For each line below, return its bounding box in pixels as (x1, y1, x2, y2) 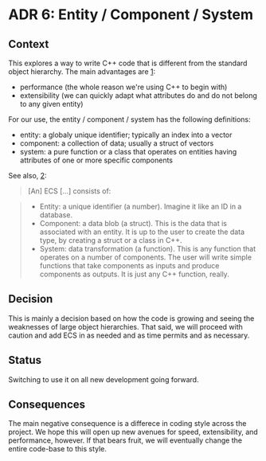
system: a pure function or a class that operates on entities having (19, 147, 237, 156)
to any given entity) (19, 100, 84, 108)
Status (8, 354, 42, 367)
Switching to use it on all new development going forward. (8, 374, 199, 384)
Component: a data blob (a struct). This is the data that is (39, 219, 227, 228)
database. (39, 210, 73, 220)
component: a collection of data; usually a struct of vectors (19, 139, 214, 148)
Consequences (8, 398, 86, 412)
